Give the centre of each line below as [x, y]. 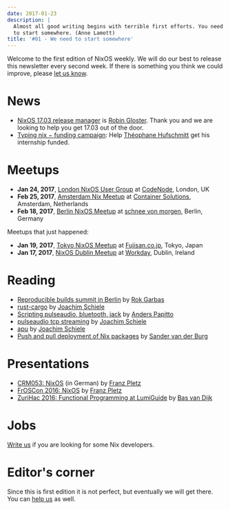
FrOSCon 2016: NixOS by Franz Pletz [70, 390]
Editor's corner [51, 472]
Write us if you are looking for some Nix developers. [81, 445]
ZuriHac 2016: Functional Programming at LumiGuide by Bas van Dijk [115, 398]
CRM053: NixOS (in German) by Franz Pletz [79, 382]
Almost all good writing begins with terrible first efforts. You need [118, 26]
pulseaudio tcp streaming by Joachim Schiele [82, 321]
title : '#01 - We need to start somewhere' [71, 39]
